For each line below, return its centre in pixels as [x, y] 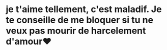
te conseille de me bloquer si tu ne [80, 20]
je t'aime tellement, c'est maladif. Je [84, 9]
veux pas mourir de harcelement [76, 31]
